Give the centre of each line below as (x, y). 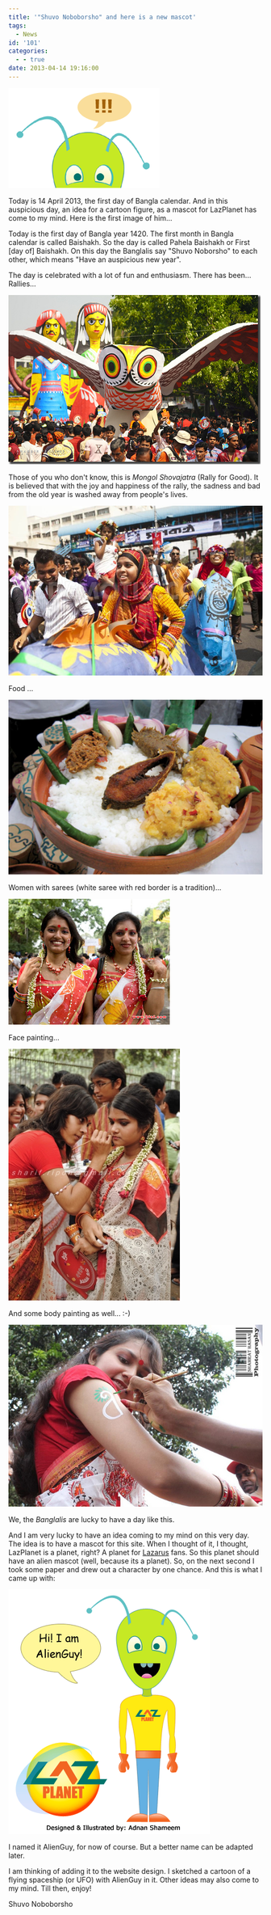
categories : (28, 51)
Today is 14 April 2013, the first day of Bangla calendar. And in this (118, 200)
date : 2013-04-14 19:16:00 (54, 69)
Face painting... (34, 1037)
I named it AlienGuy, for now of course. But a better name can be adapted (131, 1846)
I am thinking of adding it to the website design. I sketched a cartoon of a (130, 1871)
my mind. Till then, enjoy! (50, 1888)
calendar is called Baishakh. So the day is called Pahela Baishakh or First (129, 242)
